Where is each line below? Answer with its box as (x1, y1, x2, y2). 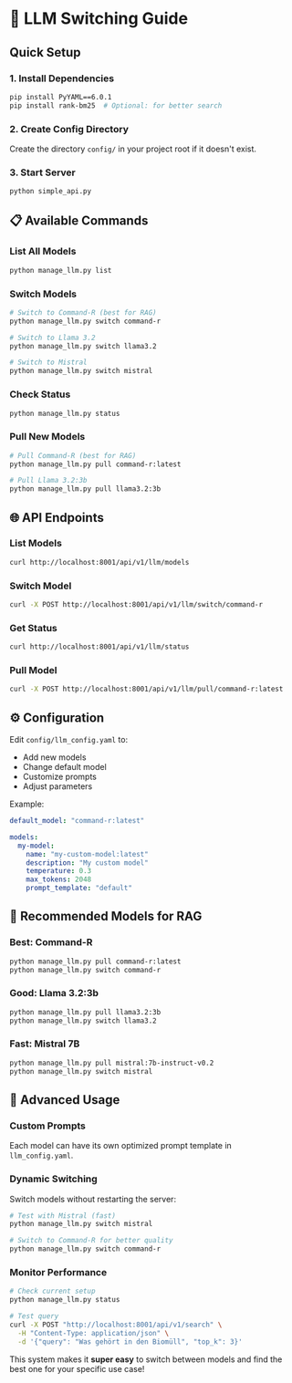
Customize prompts (22, 771, 98, 783)
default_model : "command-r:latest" (9, 816, 145, 826)
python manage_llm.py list (9, 265, 112, 275)
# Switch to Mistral (9, 358, 89, 368)
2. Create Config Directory (9, 122, 130, 135)
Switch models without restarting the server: (9, 1193, 176, 1204)
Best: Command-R (9, 936, 93, 949)
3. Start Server (9, 166, 76, 179)
